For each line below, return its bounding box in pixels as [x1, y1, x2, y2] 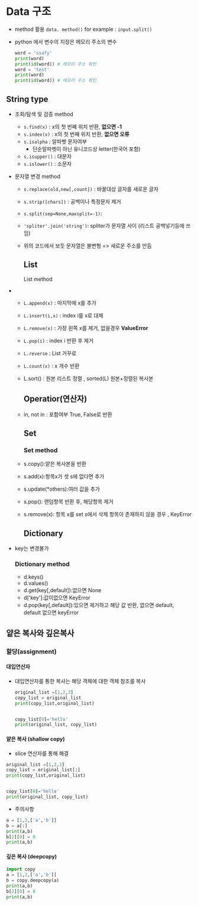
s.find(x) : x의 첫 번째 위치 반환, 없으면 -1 [23, 123, 122, 130]
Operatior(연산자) [23, 394, 87, 404]
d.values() [23, 580, 48, 587]
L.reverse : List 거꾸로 [23, 349, 77, 357]
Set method [23, 446, 58, 454]
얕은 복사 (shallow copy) [6, 735, 65, 742]
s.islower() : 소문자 [23, 160, 72, 167]
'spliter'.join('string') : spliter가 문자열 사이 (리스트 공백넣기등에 [23, 222, 185, 229]
